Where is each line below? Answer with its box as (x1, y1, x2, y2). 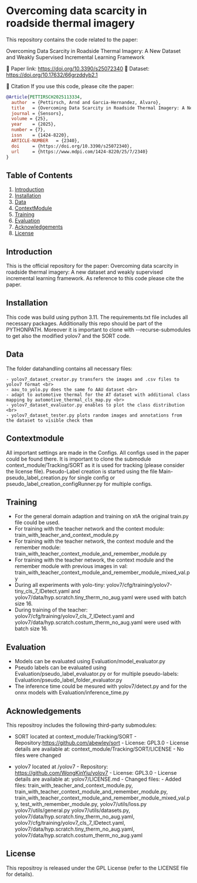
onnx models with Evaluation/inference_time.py (14, 689, 129, 696)
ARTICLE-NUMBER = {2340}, (11, 137, 80, 143)
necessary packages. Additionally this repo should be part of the (6, 320, 162, 327)
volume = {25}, (11, 116, 49, 122)
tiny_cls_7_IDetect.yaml (14, 587, 70, 595)
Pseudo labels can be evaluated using (14, 664, 107, 671)
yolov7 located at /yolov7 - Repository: (14, 763, 108, 770)
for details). (6, 871, 34, 878)
